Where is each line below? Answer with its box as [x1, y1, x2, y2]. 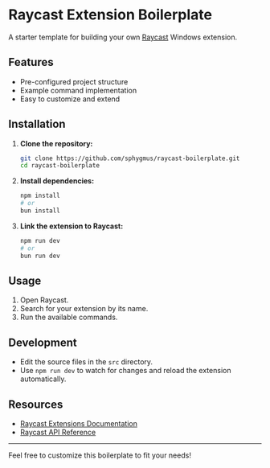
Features [8, 55, 54, 69]
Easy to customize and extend [19, 94, 121, 104]
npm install [19, 191, 60, 200]
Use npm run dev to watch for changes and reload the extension [19, 366, 231, 376]
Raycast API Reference [19, 428, 96, 437]
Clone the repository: [19, 138, 93, 148]
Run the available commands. [19, 312, 118, 322]
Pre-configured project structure [19, 76, 129, 86]
